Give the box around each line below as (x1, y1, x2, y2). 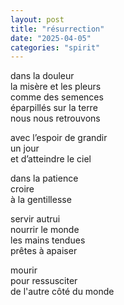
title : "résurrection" (10, 24, 105, 34)
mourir (10, 264, 38, 276)
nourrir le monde (10, 224, 80, 236)
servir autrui (10, 213, 61, 225)
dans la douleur (10, 70, 75, 82)
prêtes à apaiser (10, 245, 78, 257)
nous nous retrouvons (10, 112, 101, 125)
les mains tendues (10, 234, 86, 246)
